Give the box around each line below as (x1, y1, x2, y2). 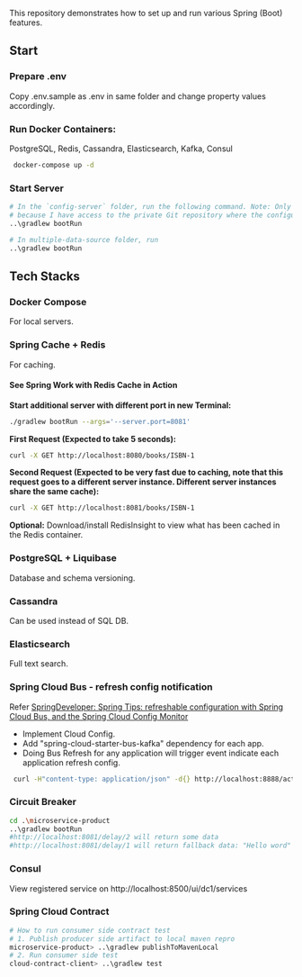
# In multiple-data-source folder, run (9, 235, 159, 244)
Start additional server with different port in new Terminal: (9, 400, 232, 411)
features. (9, 17, 43, 28)
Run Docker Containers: (9, 122, 117, 135)
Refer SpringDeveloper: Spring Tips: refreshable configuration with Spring (9, 701, 284, 712)
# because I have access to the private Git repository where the (9, 211, 263, 220)
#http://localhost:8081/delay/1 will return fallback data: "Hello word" (9, 841, 292, 850)
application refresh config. (22, 756, 121, 768)
